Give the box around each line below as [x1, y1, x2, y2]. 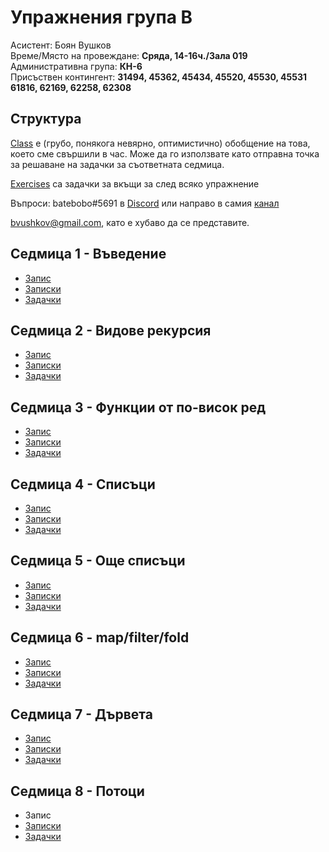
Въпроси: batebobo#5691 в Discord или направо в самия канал [10, 197, 280, 209]
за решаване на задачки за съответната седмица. [10, 158, 225, 170]
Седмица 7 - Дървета [10, 706, 153, 723]
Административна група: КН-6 [10, 60, 143, 72]
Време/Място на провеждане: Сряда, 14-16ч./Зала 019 [10, 49, 248, 61]
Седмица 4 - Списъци [10, 476, 156, 493]
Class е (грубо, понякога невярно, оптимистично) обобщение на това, [10, 137, 311, 149]
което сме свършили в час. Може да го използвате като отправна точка [10, 147, 320, 160]
